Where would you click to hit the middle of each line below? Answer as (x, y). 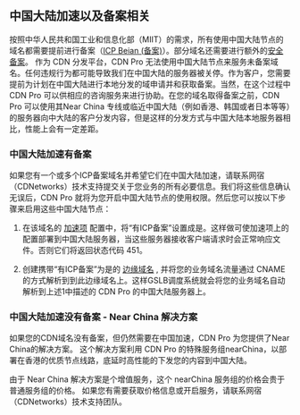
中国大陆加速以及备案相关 (79, 16)
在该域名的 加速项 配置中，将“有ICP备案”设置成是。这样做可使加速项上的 (155, 228)
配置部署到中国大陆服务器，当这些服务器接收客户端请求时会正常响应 (147, 239)
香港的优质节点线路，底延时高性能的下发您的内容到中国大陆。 (138, 360)
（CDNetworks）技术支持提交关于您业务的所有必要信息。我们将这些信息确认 (150, 187)
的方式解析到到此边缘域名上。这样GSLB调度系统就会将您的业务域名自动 (154, 281)
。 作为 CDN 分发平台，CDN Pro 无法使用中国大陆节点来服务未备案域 (152, 62)
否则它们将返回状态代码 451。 (92, 250)
